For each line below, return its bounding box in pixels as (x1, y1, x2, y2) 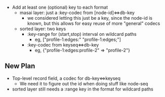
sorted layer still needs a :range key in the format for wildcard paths (12, 86, 154, 92)
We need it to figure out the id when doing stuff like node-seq (19, 80, 148, 86)
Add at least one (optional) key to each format (12, 5, 108, 10)
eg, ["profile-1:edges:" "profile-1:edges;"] (34, 36, 121, 42)
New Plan (5, 62, 35, 70)
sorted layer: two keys (19, 26, 66, 32)
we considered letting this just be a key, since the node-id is (27, 15, 153, 21)
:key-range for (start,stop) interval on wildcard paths (27, 31, 137, 37)
